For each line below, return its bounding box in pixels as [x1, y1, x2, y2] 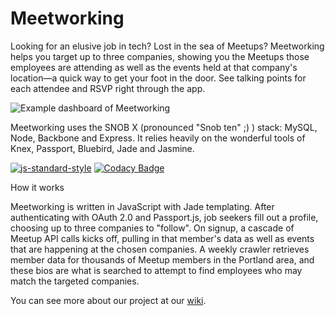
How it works [10, 181, 65, 193]
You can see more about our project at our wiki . [10, 294, 207, 306]
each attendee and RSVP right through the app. [10, 82, 206, 94]
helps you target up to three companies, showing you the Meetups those [10, 50, 310, 62]
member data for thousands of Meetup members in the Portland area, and [10, 253, 315, 266]
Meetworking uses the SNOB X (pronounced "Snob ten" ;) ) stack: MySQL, [10, 121, 318, 133]
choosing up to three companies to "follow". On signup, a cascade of [10, 222, 295, 234]
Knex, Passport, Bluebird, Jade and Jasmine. [10, 142, 195, 154]
